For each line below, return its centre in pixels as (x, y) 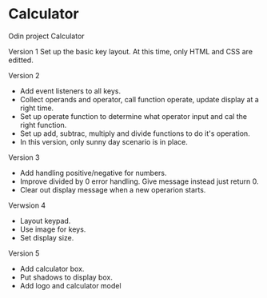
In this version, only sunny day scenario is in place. (104, 141)
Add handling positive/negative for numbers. (93, 173)
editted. (21, 60)
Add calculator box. (52, 268)
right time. (37, 108)
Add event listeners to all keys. (70, 91)
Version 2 (24, 75)
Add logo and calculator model (70, 285)
